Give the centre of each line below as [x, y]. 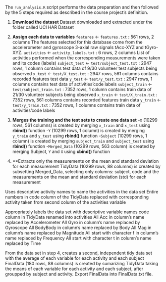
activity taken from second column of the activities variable [66, 202]
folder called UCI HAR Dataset [43, 27]
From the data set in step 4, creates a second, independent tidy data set [79, 253]
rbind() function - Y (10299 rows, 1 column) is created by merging [79, 130]
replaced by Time [23, 243]
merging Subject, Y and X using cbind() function [61, 151]
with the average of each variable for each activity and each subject [75, 258]
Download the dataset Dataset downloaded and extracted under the [82, 22]
